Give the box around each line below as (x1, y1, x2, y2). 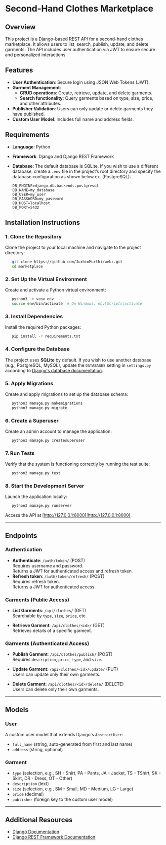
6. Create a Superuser (5, 417, 59, 424)
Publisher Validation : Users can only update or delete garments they (12, 105, 153, 112)
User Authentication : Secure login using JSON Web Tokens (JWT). (12, 79, 150, 85)
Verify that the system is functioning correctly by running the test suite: (5, 461, 150, 467)
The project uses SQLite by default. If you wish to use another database (5, 357, 152, 363)
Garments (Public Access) (5, 596, 70, 603)
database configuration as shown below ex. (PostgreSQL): (12, 173, 131, 179)
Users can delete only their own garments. (12, 686, 99, 693)
